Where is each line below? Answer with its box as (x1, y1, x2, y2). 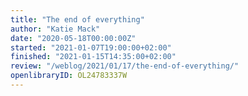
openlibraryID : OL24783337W (10, 71, 128, 81)
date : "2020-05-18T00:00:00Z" (10, 33, 137, 43)
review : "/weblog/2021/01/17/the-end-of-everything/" (10, 61, 240, 71)
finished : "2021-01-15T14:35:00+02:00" (10, 52, 177, 62)
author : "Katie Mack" (10, 24, 101, 34)
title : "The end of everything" (10, 14, 145, 25)
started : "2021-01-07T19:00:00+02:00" (10, 42, 172, 53)
